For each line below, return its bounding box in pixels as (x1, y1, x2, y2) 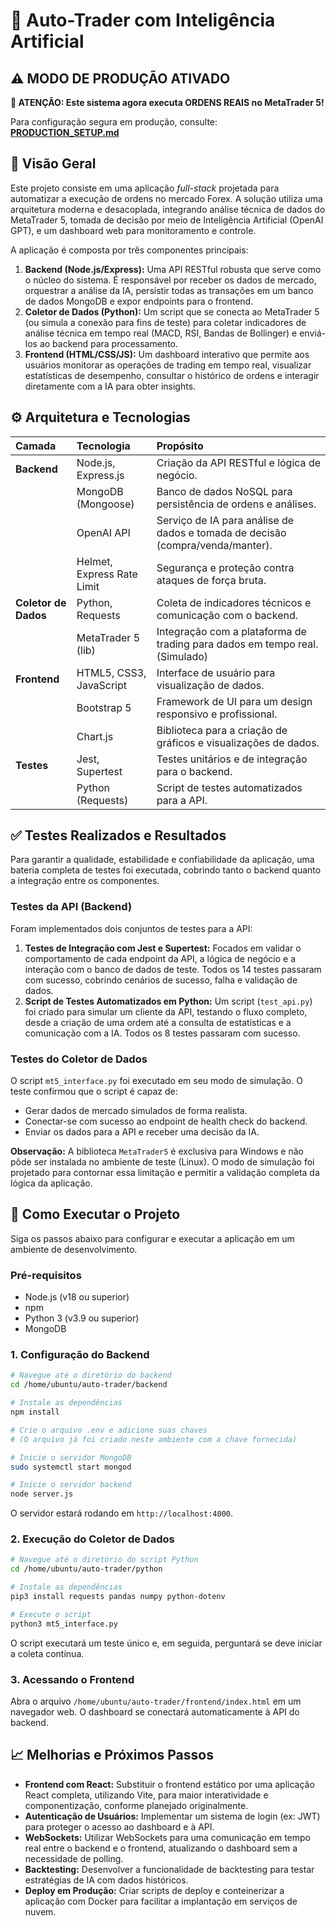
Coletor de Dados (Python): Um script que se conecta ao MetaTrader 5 (24, 305, 320, 318)
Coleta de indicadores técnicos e (156, 595, 312, 609)
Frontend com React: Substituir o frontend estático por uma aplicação (24, 1778, 315, 1790)
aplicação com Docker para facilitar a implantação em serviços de (24, 1895, 298, 1907)
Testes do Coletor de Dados (10, 1052, 148, 1066)
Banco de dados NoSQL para (156, 484, 293, 498)
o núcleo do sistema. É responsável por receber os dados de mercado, (24, 274, 317, 286)
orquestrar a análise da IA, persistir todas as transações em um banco (24, 284, 314, 296)
